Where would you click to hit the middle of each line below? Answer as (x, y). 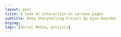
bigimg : (13, 23)
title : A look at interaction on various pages (54, 14)
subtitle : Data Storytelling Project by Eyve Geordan (61, 18)
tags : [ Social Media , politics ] (38, 27)
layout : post (18, 9)
